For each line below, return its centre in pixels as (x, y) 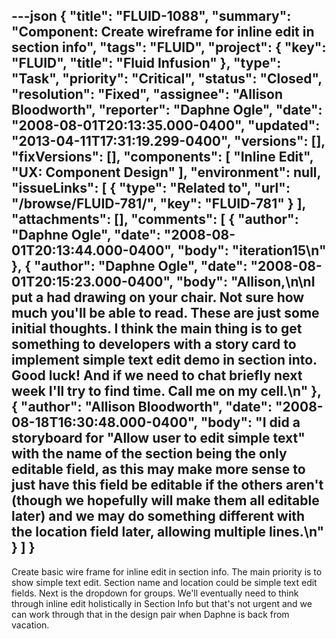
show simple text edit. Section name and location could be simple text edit (164, 582)
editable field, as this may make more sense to (158, 469)
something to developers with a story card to (154, 344)
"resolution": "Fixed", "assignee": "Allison (147, 94)
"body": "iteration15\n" (252, 250)
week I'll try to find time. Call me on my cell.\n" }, (166, 391)
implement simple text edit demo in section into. (164, 360)
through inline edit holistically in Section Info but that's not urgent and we (162, 603)
